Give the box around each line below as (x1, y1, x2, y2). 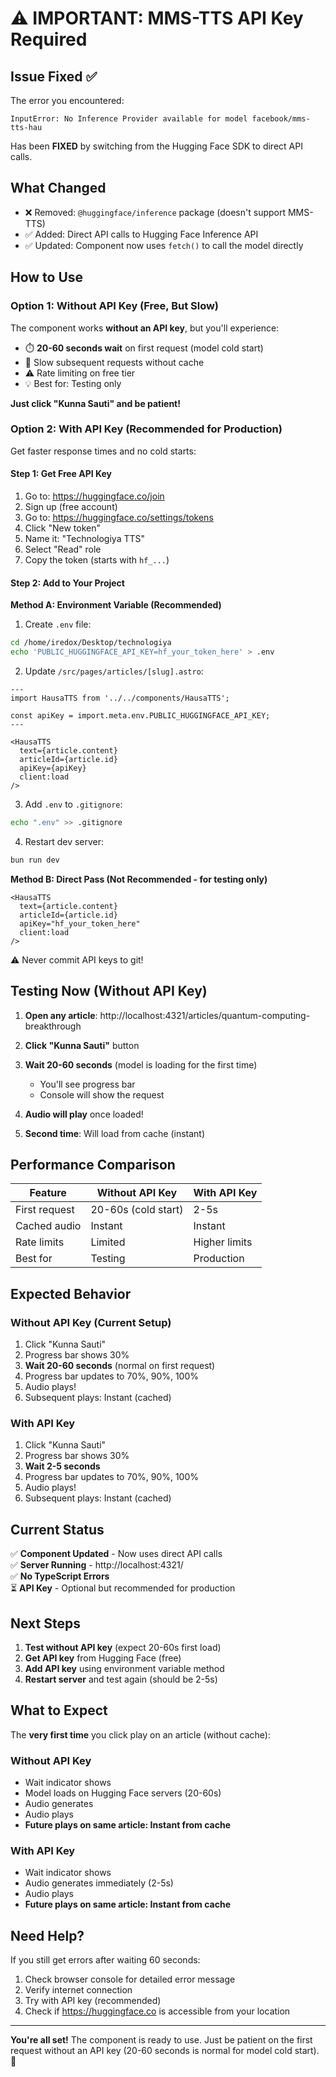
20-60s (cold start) (90, 1203, 184, 1217)
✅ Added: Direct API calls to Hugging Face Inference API (24, 228, 259, 240)
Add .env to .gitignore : (24, 798, 123, 810)
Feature (29, 1186, 67, 1200)
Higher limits (193, 1235, 253, 1249)
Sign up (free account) (24, 501, 118, 512)
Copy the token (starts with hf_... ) (24, 554, 170, 566)
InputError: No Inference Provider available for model (10, 114, 248, 124)
